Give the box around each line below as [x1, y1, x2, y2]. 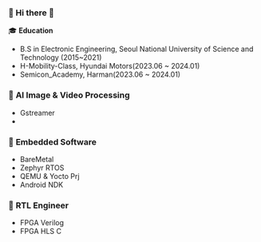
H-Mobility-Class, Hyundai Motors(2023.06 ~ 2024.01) [19, 61, 200, 71]
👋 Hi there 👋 [8, 7, 54, 18]
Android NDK [19, 180, 64, 189]
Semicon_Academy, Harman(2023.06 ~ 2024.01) [19, 69, 181, 79]
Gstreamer [19, 108, 56, 117]
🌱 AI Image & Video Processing [8, 89, 130, 101]
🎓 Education [8, 26, 53, 35]
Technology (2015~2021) [19, 53, 102, 62]
